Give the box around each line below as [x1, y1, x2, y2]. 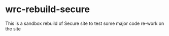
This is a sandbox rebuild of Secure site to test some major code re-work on [5, 20, 164, 26]
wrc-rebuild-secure [5, 4, 90, 15]
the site [5, 25, 21, 31]
